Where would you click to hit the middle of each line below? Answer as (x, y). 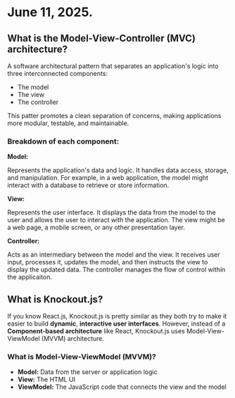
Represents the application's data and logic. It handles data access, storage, (118, 170)
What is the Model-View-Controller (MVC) (101, 38)
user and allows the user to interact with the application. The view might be (116, 220)
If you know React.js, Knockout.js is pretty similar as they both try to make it (117, 316)
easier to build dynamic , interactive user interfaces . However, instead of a (116, 323)
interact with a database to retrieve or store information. (88, 185)
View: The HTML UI (46, 380)
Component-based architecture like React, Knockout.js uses (96, 331)
